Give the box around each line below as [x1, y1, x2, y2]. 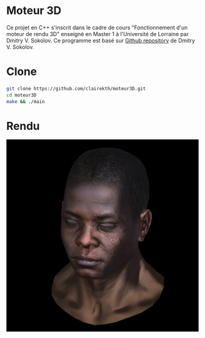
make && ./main [6, 98, 45, 104]
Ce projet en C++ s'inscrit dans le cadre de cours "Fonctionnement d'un [6, 24, 188, 31]
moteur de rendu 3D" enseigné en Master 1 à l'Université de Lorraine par [6, 30, 189, 37]
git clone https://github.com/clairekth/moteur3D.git [6, 85, 146, 92]
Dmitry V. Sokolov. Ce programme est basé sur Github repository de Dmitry [6, 37, 195, 44]
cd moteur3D [6, 92, 37, 98]
